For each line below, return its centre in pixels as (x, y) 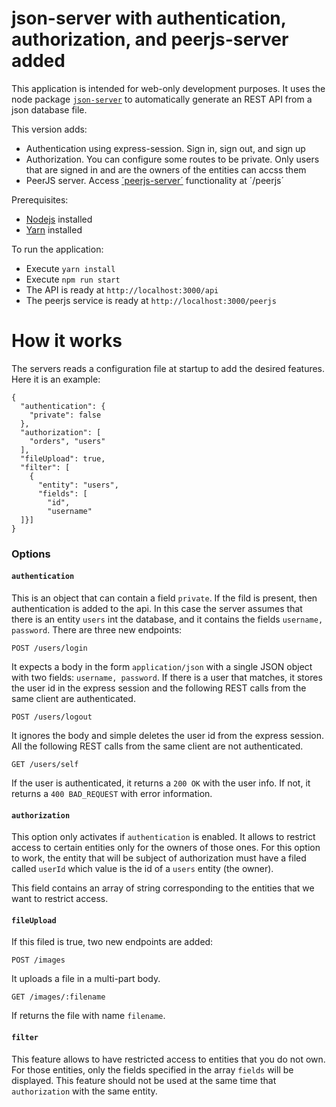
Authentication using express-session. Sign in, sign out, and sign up (165, 148)
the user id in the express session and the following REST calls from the (159, 688)
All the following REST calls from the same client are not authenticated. (157, 746)
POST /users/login (49, 648)
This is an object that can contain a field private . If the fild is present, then (164, 598)
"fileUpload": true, (63, 458)
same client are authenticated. (73, 698)
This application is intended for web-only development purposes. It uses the (168, 88)
